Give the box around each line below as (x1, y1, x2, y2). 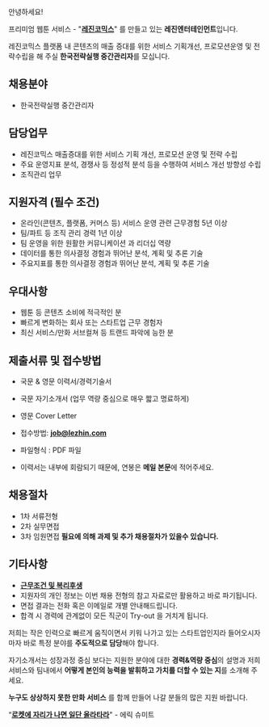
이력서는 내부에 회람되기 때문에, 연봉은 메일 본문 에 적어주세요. (19, 463, 214, 473)
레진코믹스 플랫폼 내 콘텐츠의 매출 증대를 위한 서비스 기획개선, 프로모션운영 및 (8, 41, 252, 51)
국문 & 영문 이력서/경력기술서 (19, 376, 112, 386)
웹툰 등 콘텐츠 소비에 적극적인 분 (19, 308, 122, 317)
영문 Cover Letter (19, 411, 78, 421)
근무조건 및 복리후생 (19, 580, 83, 590)
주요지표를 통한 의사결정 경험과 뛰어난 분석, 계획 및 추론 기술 (19, 258, 210, 268)
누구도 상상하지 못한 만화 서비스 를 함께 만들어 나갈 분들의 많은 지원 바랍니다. (8, 692, 248, 702)
